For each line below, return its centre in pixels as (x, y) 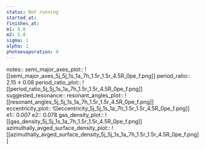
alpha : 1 (17, 47)
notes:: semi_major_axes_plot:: (45, 69)
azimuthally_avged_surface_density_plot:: (58, 128)
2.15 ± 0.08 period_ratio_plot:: (44, 82)
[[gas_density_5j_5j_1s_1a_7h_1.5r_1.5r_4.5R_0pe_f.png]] (74, 121)
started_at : (21, 18)
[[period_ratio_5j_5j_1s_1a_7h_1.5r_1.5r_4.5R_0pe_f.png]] (74, 89)
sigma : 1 (17, 40)
